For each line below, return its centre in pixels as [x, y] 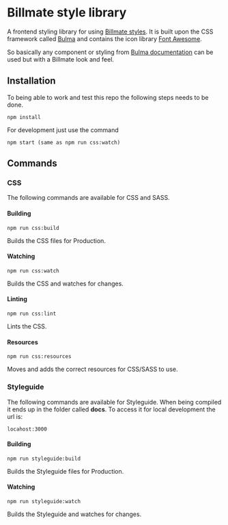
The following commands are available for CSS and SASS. [88, 198]
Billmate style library [67, 13]
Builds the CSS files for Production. [56, 240]
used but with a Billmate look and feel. [61, 59]
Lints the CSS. [27, 326]
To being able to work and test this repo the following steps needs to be [108, 97]
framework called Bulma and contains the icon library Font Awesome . [105, 38]
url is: [15, 416]
